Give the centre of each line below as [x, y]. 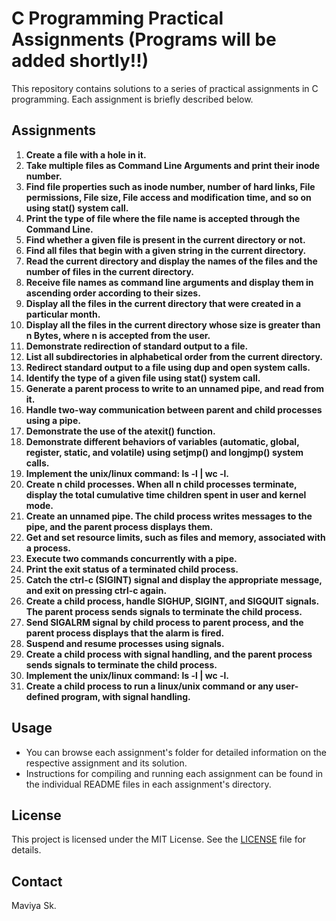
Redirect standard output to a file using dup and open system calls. [168, 367]
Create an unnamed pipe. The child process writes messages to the [169, 516]
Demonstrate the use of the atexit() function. [120, 431]
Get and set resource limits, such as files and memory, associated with [175, 537]
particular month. [63, 314]
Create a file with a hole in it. [86, 154]
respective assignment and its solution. [106, 763]
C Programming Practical [117, 18]
